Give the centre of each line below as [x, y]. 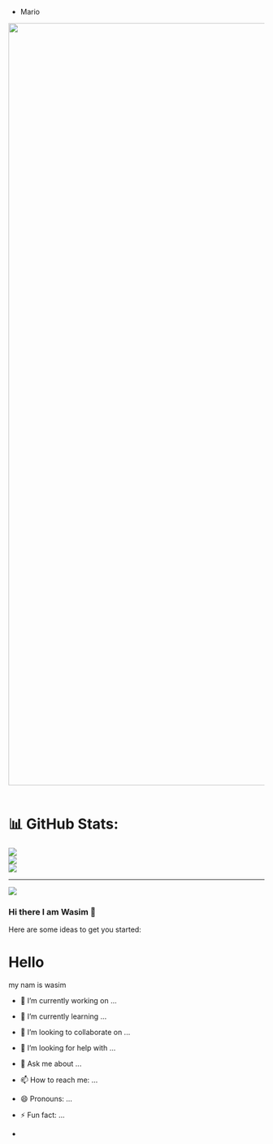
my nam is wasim [37, 985]
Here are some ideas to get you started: [75, 929]
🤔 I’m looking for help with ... [68, 1048]
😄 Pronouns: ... [46, 1099]
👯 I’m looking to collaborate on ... [75, 1033]
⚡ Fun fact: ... [42, 1115]
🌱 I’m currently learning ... [63, 1016]
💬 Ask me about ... [51, 1064]
